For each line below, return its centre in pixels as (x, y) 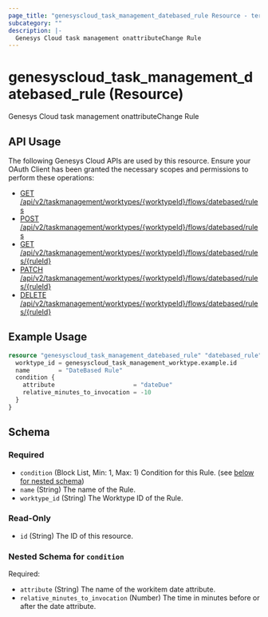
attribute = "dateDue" (98, 385)
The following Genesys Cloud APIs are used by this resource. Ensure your (130, 161)
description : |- (35, 30)
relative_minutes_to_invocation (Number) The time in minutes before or (140, 598)
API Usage (35, 142)
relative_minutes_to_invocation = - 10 (87, 393)
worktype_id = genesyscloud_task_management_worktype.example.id (126, 363)
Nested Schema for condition (66, 556)
